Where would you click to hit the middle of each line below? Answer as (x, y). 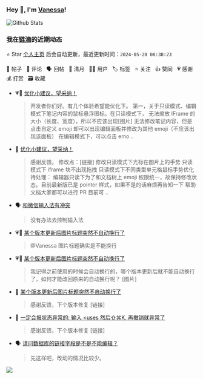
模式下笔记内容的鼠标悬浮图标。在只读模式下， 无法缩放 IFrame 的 (113, 113)
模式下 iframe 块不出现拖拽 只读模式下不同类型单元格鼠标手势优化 (112, 170)
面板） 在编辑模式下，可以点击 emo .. (88, 136)
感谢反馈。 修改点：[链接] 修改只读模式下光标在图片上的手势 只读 (111, 162)
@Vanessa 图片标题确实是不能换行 (73, 245)
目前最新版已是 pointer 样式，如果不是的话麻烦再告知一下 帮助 (118, 185)
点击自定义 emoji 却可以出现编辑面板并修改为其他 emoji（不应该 (110, 128)
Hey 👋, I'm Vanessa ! (36, 10)
